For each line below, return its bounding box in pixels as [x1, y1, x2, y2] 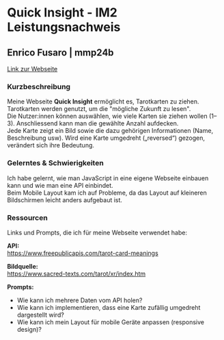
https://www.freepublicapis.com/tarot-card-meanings [7, 249, 158, 257]
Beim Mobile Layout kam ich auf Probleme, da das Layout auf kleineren [7, 189, 207, 197]
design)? [16, 325, 42, 333]
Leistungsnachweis [7, 19, 121, 35]
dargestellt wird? [16, 311, 65, 319]
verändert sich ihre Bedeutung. [7, 141, 94, 149]
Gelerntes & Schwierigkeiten [7, 158, 104, 168]
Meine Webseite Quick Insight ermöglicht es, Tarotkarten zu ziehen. [7, 97, 199, 106]
